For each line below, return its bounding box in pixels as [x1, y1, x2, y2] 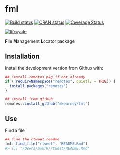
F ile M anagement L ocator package [5, 38, 75, 44]
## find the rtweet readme [5, 137, 60, 141]
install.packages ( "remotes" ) [9, 83, 68, 88]
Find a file [5, 127, 25, 133]
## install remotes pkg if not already [5, 74, 86, 79]
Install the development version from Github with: [5, 65, 103, 71]
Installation [5, 52, 40, 61]
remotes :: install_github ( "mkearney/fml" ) [5, 101, 90, 106]
